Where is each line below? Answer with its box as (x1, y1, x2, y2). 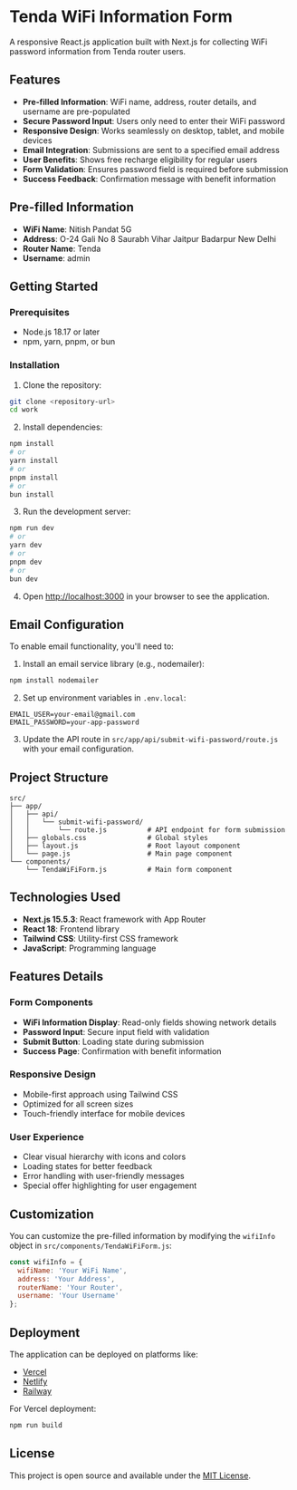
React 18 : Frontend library (22, 923, 120, 934)
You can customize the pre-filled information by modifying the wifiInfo (9, 1230, 276, 1241)
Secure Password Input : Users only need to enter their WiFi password (22, 115, 285, 126)
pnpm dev (9, 557, 43, 566)
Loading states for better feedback (22, 1161, 153, 1172)
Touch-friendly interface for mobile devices (22, 1108, 186, 1118)
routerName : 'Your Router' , (17, 1282, 124, 1292)
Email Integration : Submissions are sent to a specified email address (22, 144, 281, 155)
